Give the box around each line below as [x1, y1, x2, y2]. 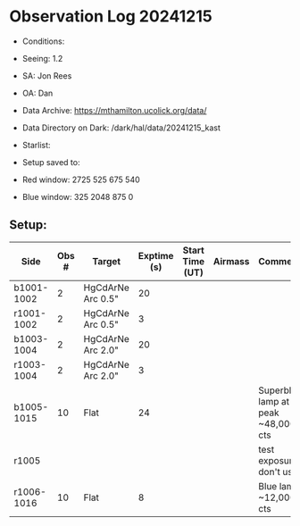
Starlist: [21, 139, 51, 150]
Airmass [212, 255, 250, 267]
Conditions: [21, 36, 65, 46]
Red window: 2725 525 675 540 [21, 174, 140, 185]
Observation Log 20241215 [9, 6, 212, 27]
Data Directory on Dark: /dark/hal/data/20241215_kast [21, 122, 221, 133]
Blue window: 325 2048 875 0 [21, 191, 134, 202]
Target [92, 255, 121, 267]
